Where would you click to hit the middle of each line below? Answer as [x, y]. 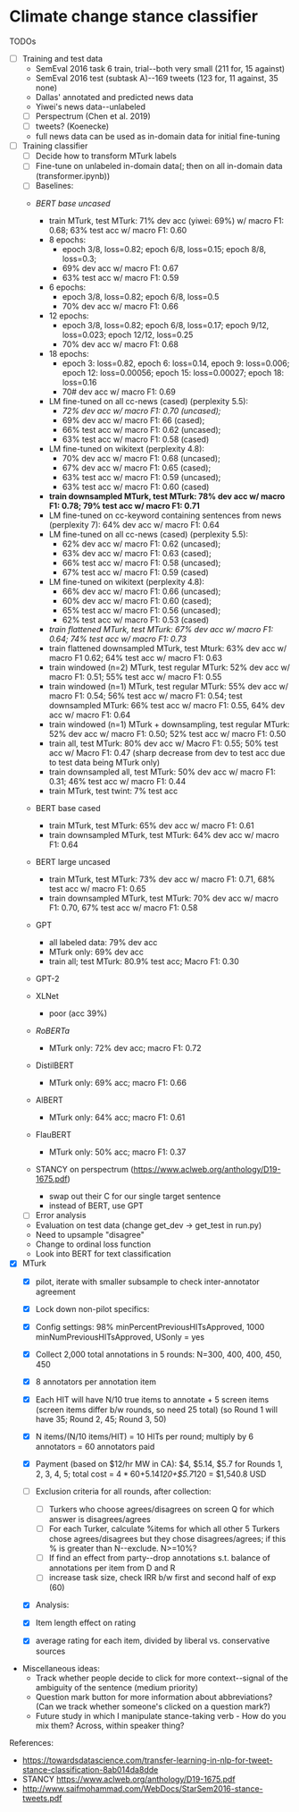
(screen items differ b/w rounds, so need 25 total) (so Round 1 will [157, 1410]
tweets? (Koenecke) [72, 126]
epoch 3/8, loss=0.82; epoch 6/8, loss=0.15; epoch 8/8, [164, 250]
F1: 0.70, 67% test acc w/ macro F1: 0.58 [123, 908]
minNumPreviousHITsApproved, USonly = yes [120, 1337]
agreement [55, 1291]
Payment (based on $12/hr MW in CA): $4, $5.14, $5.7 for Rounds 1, [159, 1463]
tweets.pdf [42, 1798]
